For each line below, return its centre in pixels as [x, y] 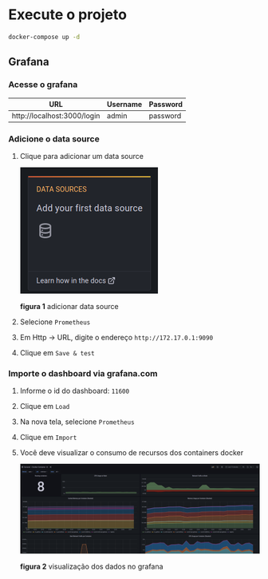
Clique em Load [45, 406]
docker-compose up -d [44, 37]
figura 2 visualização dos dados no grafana [91, 567]
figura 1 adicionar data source [69, 307]
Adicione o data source [54, 139]
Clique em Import [48, 438]
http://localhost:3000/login [56, 116]
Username [124, 104]
